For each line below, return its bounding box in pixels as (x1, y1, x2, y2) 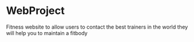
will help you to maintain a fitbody (6, 29, 88, 36)
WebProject (6, 4, 65, 17)
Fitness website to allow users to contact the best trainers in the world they (6, 23, 188, 30)
